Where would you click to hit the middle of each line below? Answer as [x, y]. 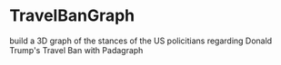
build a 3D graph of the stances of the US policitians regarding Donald [141, 41]
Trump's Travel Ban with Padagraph [76, 50]
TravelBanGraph [72, 16]
